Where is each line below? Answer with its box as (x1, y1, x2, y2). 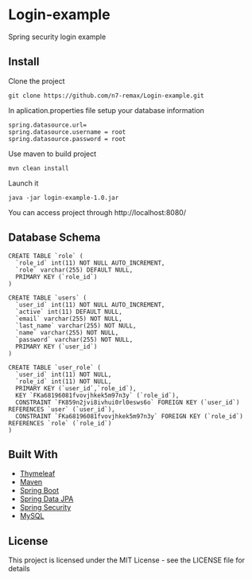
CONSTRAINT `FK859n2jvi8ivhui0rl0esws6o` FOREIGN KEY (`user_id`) (15, 398, 240, 406)
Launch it (8, 178, 39, 188)
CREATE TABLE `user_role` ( (8, 363, 102, 371)
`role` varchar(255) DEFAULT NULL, (15, 265, 134, 274)
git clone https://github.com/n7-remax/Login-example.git (8, 92, 204, 100)
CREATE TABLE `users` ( (8, 293, 87, 302)
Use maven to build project (8, 149, 97, 159)
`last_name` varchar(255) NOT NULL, (15, 321, 137, 330)
